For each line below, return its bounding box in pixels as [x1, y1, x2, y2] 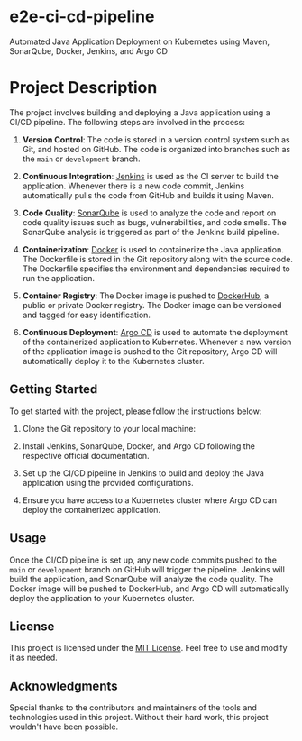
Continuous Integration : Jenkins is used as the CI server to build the [22, 170, 279, 181]
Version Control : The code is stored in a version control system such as [22, 133, 290, 145]
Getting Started [9, 381, 98, 398]
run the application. [22, 272, 95, 283]
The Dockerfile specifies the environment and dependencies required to [22, 263, 290, 274]
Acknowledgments [9, 678, 119, 693]
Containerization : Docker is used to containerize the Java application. [22, 243, 284, 254]
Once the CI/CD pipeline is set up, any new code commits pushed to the [9, 554, 278, 565]
